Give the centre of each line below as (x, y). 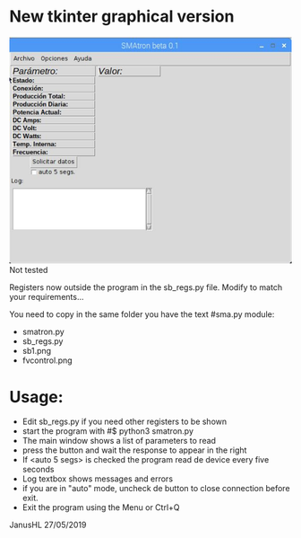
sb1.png (37, 351)
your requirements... (47, 297)
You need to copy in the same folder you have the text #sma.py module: (142, 314)
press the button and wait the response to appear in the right (134, 450)
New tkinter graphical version (122, 17)
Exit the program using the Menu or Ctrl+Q (101, 507)
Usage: (37, 397)
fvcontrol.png (47, 360)
